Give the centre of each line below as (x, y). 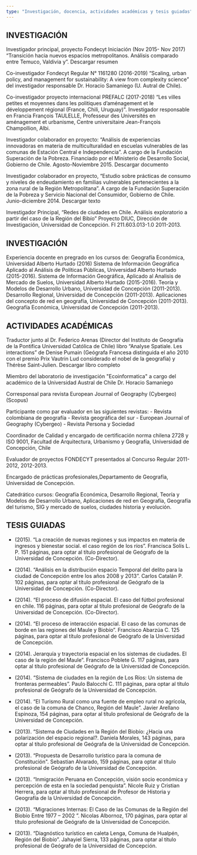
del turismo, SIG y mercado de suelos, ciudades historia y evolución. (89, 507)
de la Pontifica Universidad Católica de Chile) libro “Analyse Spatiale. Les (94, 346)
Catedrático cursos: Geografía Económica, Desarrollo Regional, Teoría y (93, 494)
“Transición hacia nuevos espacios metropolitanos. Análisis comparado (92, 56)
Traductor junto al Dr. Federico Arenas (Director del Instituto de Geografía (95, 340)
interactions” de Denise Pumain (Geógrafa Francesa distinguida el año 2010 (97, 352)
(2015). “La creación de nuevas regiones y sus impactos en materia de (100, 539)
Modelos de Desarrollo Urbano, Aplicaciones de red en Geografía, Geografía (98, 501)
